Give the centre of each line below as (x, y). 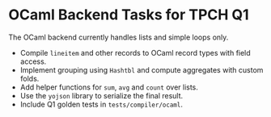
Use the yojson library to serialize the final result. (102, 95)
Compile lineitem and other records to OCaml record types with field (135, 52)
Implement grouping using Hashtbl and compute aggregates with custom (142, 69)
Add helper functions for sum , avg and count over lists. (109, 87)
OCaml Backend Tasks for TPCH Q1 (129, 15)
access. (33, 61)
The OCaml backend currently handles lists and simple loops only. (119, 37)
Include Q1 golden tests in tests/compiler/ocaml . (102, 104)
